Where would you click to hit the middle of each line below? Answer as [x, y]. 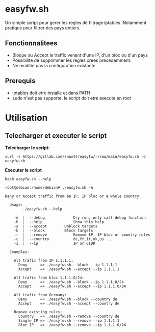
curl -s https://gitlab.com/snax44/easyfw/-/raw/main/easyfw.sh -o [76, 156]
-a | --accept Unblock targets [56, 226]
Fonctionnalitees [31, 43]
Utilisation [26, 117]
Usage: [16, 204]
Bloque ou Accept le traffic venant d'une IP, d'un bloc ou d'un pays [80, 55]
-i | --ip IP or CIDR [55, 243]
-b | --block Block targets [53, 230]
